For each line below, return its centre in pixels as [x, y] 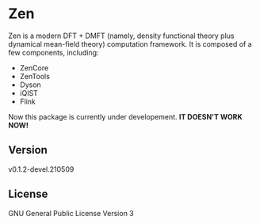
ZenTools [34, 76]
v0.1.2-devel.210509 [41, 169]
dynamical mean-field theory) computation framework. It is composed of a [130, 44]
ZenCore [34, 67]
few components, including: [54, 52]
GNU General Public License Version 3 [71, 213]
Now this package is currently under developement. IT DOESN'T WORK [126, 116]
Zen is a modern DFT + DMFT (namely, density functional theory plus [122, 36]
